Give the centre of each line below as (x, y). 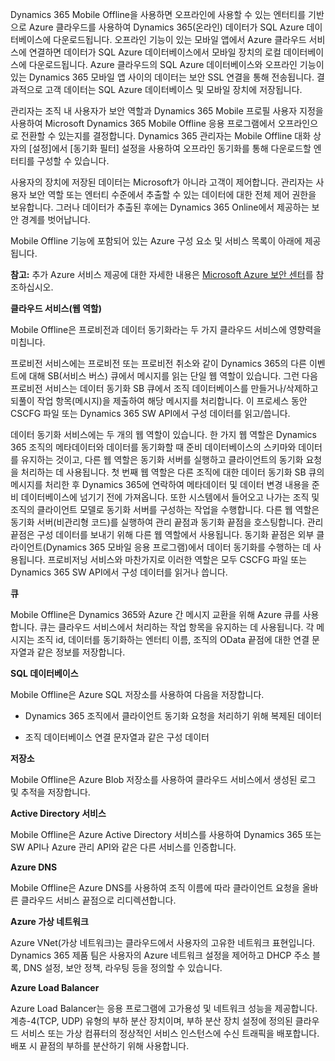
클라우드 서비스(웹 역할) (56, 308)
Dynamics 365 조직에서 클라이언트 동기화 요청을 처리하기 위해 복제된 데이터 (173, 716)
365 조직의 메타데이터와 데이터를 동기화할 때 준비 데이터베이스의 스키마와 (153, 447)
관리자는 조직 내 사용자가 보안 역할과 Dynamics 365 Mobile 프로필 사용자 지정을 (167, 111)
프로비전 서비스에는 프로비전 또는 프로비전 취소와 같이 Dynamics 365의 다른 (158, 363)
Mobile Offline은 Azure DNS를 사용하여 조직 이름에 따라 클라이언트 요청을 (155, 887)
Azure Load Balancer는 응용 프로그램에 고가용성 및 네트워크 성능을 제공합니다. (164, 1008)
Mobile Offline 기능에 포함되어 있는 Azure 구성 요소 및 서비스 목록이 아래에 (156, 241)
